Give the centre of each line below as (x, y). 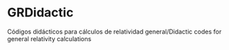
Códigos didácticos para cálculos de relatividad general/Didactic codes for (114, 32)
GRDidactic (40, 13)
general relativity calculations (49, 38)
